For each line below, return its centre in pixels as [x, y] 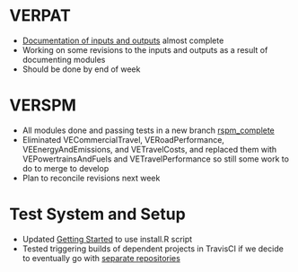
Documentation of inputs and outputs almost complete [123, 40]
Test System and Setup [97, 214]
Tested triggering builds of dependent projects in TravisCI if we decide [153, 249]
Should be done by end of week [81, 69]
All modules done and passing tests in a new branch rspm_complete [149, 130]
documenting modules [64, 59]
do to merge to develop [66, 168]
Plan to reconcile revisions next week [91, 178]
